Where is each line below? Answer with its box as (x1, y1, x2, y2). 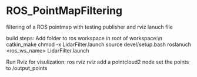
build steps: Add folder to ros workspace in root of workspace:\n (6, 34, 163, 41)
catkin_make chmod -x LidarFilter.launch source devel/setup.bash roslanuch (6, 41, 191, 48)
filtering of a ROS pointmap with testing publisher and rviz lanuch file (6, 23, 173, 30)
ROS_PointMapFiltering (6, 4, 122, 17)
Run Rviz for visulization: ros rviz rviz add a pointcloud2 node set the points (6, 58, 189, 65)
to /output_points (6, 64, 48, 71)
